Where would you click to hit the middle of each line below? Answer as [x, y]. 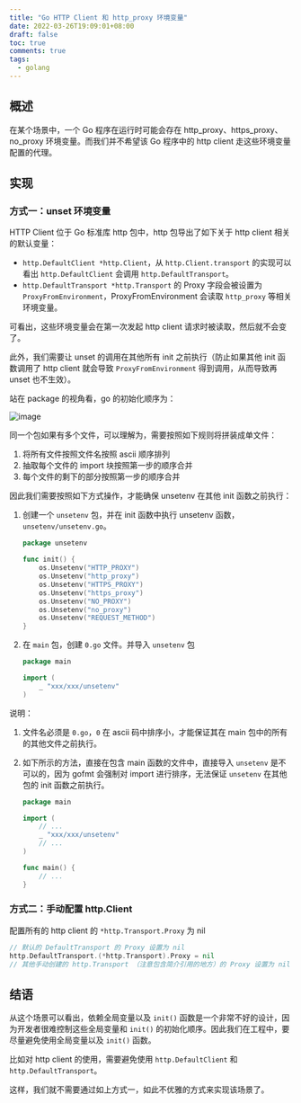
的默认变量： [33, 244]
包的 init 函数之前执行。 [66, 785]
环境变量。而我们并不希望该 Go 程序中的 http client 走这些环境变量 [168, 141]
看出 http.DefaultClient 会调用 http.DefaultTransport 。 [128, 274]
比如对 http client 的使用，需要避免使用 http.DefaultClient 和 [124, 1059]
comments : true [38, 51]
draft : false [34, 34]
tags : [19, 59]
